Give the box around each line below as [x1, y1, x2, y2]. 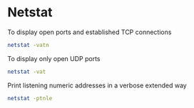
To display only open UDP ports [7, 54, 101, 63]
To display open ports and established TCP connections [7, 28, 172, 36]
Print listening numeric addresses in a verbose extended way [7, 81, 187, 90]
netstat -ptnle [7, 94, 53, 102]
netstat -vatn [7, 41, 50, 48]
